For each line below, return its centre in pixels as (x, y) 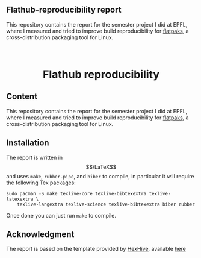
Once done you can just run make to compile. (61, 215)
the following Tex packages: (41, 183)
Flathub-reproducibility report (64, 10)
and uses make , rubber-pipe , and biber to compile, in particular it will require (100, 176)
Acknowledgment (40, 234)
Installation (28, 143)
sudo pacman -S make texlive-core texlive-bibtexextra (76, 193)
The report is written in (35, 157)
